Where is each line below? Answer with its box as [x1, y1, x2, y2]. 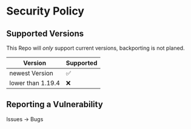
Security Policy [6, 4, 85, 18]
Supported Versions [6, 28, 84, 39]
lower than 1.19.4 [9, 79, 61, 87]
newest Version [9, 69, 53, 77]
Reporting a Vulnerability [6, 99, 103, 110]
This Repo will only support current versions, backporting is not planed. [6, 44, 185, 51]
